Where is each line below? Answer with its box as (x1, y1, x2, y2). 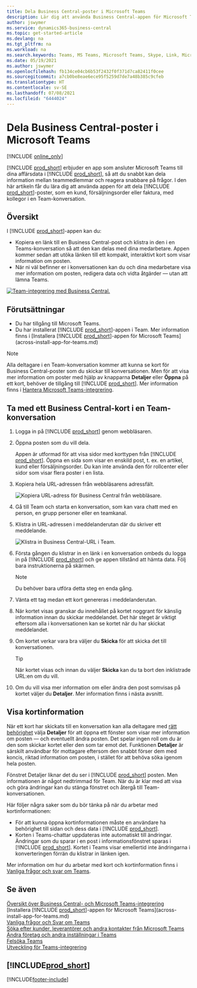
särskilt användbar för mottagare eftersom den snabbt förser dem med (6, 747, 177, 754)
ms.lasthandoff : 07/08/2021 (6, 90, 75, 96)
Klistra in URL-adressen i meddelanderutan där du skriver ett (15, 521, 161, 527)
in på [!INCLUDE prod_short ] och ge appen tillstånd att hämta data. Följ (15, 556, 186, 562)
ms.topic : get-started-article (6, 30, 83, 36)
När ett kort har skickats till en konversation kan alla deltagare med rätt (6, 722, 177, 729)
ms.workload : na (6, 47, 46, 53)
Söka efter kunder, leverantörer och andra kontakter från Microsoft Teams (6, 925, 185, 932)
